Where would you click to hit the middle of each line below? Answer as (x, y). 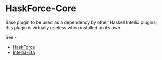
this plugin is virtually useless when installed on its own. (63, 27)
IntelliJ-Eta (24, 52)
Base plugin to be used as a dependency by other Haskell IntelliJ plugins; (81, 22)
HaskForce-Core (41, 9)
